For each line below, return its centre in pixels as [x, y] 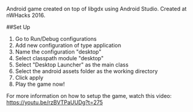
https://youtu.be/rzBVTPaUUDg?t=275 [55, 102]
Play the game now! [40, 84]
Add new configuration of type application [68, 45]
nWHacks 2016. [26, 15]
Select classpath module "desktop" [59, 58]
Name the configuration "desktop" [58, 52]
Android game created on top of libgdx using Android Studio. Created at [96, 9]
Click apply [29, 78]
